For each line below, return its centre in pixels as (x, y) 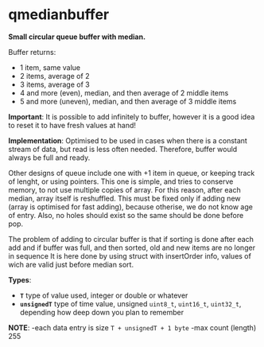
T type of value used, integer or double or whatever (104, 295)
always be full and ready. (49, 158)
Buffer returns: (32, 52)
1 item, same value (50, 67)
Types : (20, 279)
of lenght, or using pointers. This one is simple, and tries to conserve (121, 181)
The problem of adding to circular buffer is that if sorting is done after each (131, 239)
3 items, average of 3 (54, 84)
